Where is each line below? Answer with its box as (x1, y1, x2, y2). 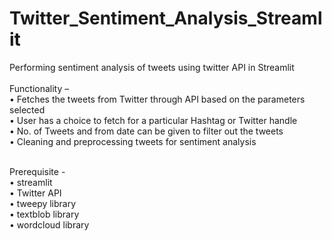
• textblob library (9, 208, 80, 220)
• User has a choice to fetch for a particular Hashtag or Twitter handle (9, 114, 298, 126)
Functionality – (9, 82, 70, 94)
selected (9, 103, 46, 116)
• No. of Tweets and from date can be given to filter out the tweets (9, 125, 284, 137)
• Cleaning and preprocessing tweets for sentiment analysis (9, 135, 257, 147)
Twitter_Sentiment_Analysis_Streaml (9, 7, 323, 30)
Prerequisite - (9, 165, 66, 177)
